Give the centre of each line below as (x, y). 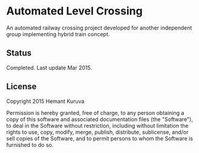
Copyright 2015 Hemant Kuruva (45, 101)
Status (19, 53)
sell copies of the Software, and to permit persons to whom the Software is (100, 138)
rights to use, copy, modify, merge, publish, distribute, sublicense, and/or (97, 132)
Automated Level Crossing (75, 11)
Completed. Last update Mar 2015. (49, 67)
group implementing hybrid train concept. (58, 34)
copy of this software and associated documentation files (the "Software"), (100, 119)
